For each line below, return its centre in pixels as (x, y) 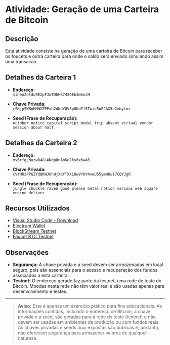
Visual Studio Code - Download (45, 221)
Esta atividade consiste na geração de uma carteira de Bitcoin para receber (84, 51)
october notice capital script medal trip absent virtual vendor (83, 123)
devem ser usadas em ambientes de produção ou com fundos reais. (89, 322)
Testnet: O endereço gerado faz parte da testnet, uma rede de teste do (87, 281)
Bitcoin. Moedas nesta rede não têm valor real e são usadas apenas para (89, 286)
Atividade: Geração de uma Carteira (82, 9)
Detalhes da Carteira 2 (41, 143)
